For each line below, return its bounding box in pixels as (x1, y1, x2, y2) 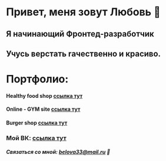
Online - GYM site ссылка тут (6, 106, 81, 113)
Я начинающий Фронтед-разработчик (6, 29, 154, 39)
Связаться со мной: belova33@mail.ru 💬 (6, 149, 111, 156)
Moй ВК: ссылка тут (6, 134, 67, 142)
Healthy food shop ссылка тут (6, 92, 83, 99)
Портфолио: (6, 73, 69, 86)
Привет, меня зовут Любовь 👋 (6, 5, 161, 19)
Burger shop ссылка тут (6, 119, 68, 126)
